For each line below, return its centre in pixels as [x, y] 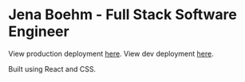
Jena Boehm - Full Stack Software [122, 15]
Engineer [39, 31]
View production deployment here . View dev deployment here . [111, 53]
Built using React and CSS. [52, 68]
